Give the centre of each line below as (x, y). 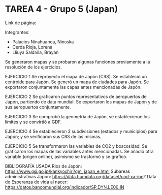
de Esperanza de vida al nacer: (36, 182)
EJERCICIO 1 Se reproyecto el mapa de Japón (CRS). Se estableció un (76, 76)
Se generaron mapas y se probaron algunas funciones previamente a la (78, 62)
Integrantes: (17, 32)
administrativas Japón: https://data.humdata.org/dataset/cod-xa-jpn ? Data (81, 176)
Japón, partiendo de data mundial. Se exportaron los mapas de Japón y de (81, 101)
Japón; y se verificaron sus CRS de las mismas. (53, 136)
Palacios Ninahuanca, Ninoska (43, 42)
